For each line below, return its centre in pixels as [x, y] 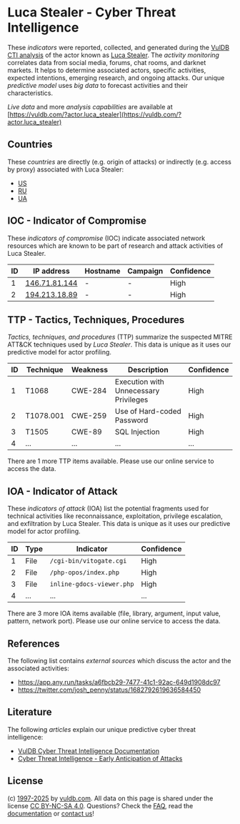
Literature [30, 712]
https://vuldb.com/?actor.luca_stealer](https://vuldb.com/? [96, 114]
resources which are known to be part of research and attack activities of [115, 245]
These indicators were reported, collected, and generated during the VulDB [119, 47]
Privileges [131, 399]
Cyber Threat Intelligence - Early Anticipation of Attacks [100, 758]
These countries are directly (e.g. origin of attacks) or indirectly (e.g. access [120, 162]
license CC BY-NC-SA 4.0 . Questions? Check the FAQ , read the [100, 805]
